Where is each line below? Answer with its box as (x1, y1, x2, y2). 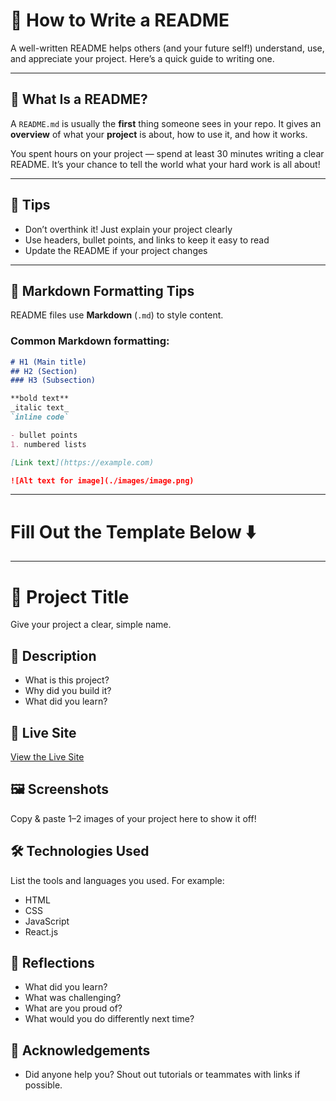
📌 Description (10, 647, 97, 664)
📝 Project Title (10, 585, 130, 608)
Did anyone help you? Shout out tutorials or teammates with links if (24, 1069, 301, 1081)
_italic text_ (10, 403, 70, 413)
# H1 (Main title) (10, 357, 87, 367)
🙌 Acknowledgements (10, 1042, 151, 1059)
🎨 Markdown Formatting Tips (10, 282, 195, 299)
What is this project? (24, 674, 110, 686)
